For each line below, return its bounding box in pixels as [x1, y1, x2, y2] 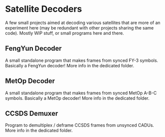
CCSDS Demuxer [5, 109, 58, 117]
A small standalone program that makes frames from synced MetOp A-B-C [5, 90, 157, 96]
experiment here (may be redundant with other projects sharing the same [5, 25, 154, 30]
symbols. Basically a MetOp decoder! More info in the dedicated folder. [5, 95, 150, 101]
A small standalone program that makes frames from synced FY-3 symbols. [5, 57, 159, 63]
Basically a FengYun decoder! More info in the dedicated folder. [5, 62, 134, 68]
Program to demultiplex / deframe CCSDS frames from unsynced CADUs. [5, 122, 154, 128]
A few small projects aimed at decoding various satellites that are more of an [5, 20, 161, 26]
